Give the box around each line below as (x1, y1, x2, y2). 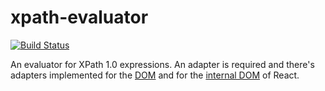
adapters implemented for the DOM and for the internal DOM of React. (10, 69, 300, 81)
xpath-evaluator (10, 6, 149, 29)
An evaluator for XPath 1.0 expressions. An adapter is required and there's (10, 58, 315, 70)
